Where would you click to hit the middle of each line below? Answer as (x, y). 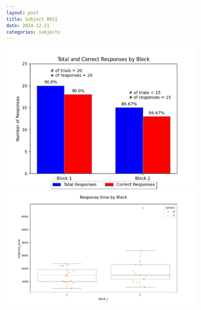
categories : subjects (33, 32)
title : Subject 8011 (32, 19)
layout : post (23, 13)
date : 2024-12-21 (28, 25)
